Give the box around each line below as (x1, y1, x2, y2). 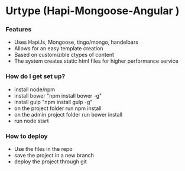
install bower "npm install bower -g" (14, 92, 102, 99)
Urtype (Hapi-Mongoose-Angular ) (5, 4, 180, 18)
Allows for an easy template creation (14, 45, 104, 52)
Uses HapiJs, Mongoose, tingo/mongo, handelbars (14, 38, 138, 46)
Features (5, 25, 32, 34)
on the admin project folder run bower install (14, 111, 122, 118)
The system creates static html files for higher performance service (14, 57, 178, 64)
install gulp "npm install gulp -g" (14, 98, 93, 105)
